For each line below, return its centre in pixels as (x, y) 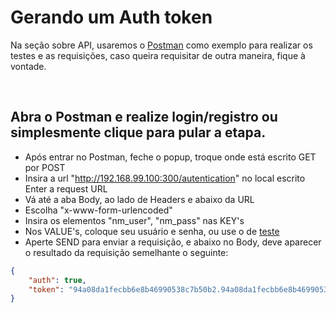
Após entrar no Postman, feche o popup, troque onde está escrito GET (170, 157)
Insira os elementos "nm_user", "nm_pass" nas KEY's (134, 220)
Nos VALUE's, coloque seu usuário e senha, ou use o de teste (152, 231)
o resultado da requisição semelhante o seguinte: (126, 252)
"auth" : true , (57, 280)
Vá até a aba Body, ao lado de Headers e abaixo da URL (139, 199)
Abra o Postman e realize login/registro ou (144, 117)
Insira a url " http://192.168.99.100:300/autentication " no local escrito (165, 178)
